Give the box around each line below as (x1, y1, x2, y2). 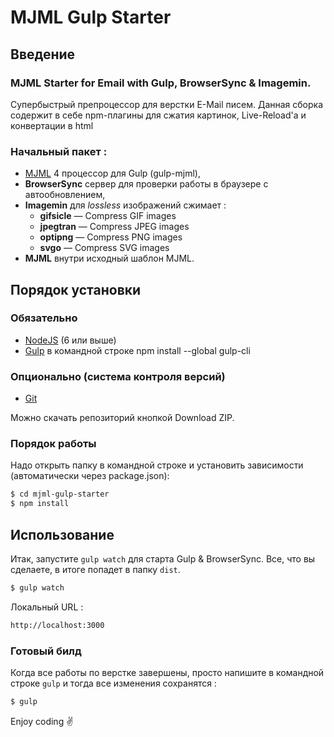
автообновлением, (24, 189, 106, 201)
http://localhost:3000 (10, 620, 105, 630)
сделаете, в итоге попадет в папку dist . (10, 564, 181, 576)
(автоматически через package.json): (10, 470, 170, 482)
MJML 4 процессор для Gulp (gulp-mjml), (24, 167, 201, 180)
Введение (10, 46, 76, 63)
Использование (10, 526, 115, 543)
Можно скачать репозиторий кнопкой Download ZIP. (10, 412, 235, 424)
